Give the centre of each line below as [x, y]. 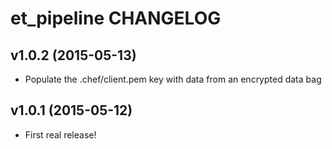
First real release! [60, 134]
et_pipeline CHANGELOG [116, 18]
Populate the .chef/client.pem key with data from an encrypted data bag [173, 79]
